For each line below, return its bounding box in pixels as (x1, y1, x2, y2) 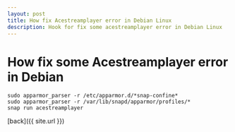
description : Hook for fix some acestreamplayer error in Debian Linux (7, 23, 222, 30)
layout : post (7, 10, 46, 18)
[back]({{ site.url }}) (7, 117, 65, 126)
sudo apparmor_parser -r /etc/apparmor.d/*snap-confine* (7, 92, 179, 100)
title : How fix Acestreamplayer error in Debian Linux (7, 17, 172, 24)
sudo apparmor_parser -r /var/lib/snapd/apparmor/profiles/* (7, 98, 191, 106)
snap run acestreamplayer (7, 104, 83, 112)
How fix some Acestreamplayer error (7, 54, 229, 70)
